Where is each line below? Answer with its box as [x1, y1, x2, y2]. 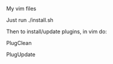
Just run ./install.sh [6, 17, 54, 23]
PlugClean [6, 40, 32, 46]
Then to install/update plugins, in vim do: [6, 28, 107, 35]
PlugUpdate [6, 51, 36, 58]
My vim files [6, 5, 37, 12]
